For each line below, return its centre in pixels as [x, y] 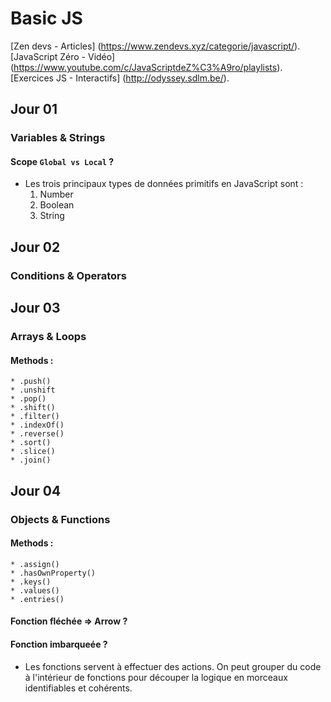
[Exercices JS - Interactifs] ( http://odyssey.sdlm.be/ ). [120, 78]
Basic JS [46, 18]
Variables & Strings [58, 138]
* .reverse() [37, 434]
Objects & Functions [60, 519]
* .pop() [28, 399]
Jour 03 [35, 308]
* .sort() [31, 443]
